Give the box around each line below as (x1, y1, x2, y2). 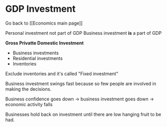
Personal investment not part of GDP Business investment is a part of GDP (5, 30, 162, 36)
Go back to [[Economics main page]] (5, 20, 83, 26)
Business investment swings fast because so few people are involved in (5, 80, 157, 87)
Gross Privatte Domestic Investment (5, 39, 84, 46)
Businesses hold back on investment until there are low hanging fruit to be (5, 111, 161, 117)
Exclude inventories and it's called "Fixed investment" (5, 70, 118, 77)
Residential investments (12, 55, 63, 61)
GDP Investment (5, 3, 76, 15)
